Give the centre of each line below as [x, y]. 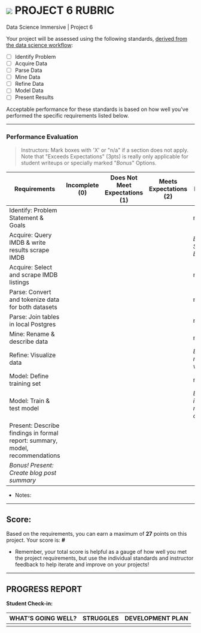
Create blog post [33, 473]
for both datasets [33, 307]
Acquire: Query [31, 235]
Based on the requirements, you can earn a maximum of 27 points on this [97, 534]
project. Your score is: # [36, 540]
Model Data [29, 91]
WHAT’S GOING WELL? [43, 619]
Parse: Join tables [34, 317]
